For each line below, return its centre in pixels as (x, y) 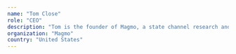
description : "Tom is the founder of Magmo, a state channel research (113, 27)
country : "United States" (45, 40)
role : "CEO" (25, 20)
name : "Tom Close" (34, 14)
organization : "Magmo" (40, 33)
